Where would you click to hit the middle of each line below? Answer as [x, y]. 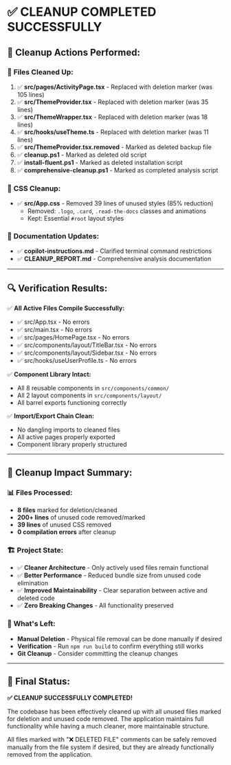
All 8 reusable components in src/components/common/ [93, 388]
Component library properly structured [72, 445]
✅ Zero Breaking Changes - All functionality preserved [95, 606]
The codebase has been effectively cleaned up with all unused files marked [114, 711]
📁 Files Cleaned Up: [40, 71]
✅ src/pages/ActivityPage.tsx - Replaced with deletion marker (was [115, 87]
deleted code [36, 598]
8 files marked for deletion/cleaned [67, 510]
